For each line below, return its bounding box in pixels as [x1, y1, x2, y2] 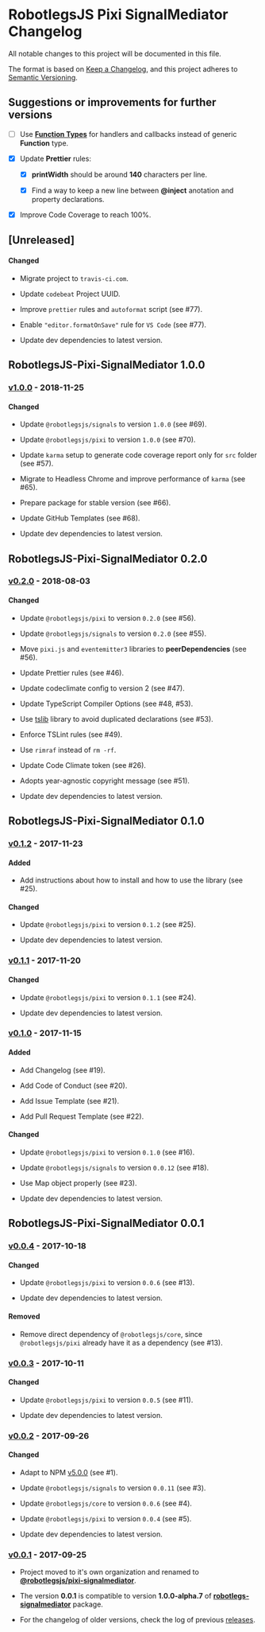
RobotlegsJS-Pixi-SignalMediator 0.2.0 [8, 551, 208, 566]
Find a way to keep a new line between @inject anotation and [31, 185, 234, 195]
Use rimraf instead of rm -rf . [19, 745, 117, 754]
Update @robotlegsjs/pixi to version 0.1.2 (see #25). [19, 920, 196, 929]
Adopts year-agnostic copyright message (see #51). [19, 776, 190, 785]
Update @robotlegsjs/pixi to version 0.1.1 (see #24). [19, 992, 197, 1002]
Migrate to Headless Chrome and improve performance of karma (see [19, 474, 246, 484]
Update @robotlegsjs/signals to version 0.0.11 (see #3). [19, 1482, 206, 1493]
